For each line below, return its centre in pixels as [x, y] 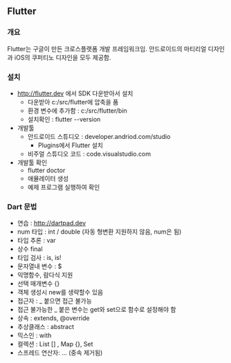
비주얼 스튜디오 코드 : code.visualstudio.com [89, 153]
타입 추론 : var [37, 241]
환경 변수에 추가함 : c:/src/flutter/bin [77, 111]
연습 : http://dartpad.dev [52, 223]
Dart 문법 [22, 207]
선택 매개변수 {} [38, 283]
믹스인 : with [34, 335]
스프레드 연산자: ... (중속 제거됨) [60, 353]
